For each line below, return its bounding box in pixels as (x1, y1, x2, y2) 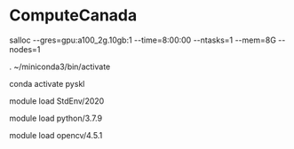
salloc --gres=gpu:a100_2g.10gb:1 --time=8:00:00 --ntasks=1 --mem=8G (9, 35, 277, 45)
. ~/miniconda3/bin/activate (9, 61, 111, 72)
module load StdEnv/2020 (9, 95, 105, 106)
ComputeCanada (9, 5, 138, 26)
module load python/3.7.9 (9, 113, 103, 123)
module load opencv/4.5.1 (9, 129, 103, 140)
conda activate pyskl (9, 78, 85, 89)
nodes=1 (9, 43, 41, 54)
